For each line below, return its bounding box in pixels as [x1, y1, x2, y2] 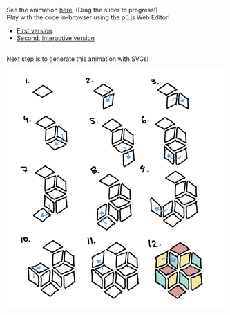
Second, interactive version [16, 34, 95, 42]
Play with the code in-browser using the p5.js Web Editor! [6, 13, 170, 21]
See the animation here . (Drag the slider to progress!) [6, 6, 158, 14]
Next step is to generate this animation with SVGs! [6, 55, 149, 63]
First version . [16, 27, 55, 35]
